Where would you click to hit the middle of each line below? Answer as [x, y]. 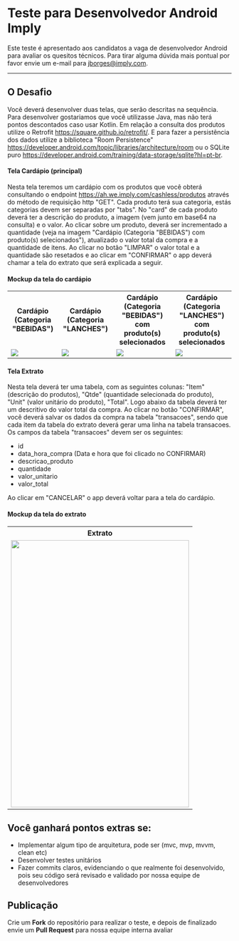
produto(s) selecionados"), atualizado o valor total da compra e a [103, 239]
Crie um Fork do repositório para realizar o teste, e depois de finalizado [112, 922]
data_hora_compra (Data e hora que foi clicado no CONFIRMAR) [112, 454]
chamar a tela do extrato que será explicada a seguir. [85, 262]
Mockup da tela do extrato [47, 514]
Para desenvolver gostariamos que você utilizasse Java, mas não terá [110, 117]
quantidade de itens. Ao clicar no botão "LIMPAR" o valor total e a [104, 247]
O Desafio [30, 92]
